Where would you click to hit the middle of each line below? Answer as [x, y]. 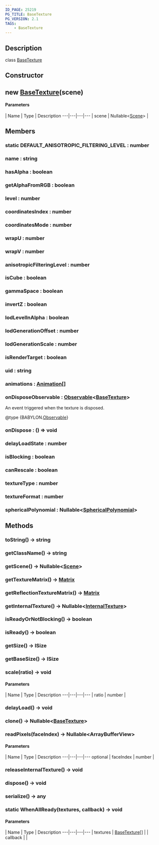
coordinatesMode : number [39, 225]
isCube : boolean [26, 278]
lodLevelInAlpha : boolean [37, 318]
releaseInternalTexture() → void [44, 770]
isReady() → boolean [30, 633]
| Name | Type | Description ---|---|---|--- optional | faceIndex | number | [80, 757]
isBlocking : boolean [30, 456]
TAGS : [11, 23]
